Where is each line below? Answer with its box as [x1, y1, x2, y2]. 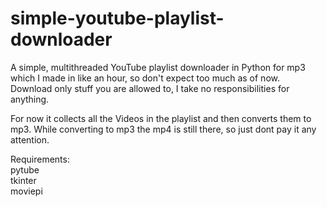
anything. [10, 93, 50, 105]
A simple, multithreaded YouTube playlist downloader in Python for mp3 [10, 61, 306, 73]
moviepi [10, 185, 43, 197]
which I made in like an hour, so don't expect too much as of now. [10, 72, 280, 84]
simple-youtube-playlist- [10, 7, 225, 30]
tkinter [10, 174, 37, 186]
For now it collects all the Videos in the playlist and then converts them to [10, 112, 312, 124]
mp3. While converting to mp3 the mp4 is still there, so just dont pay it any [10, 123, 317, 135]
